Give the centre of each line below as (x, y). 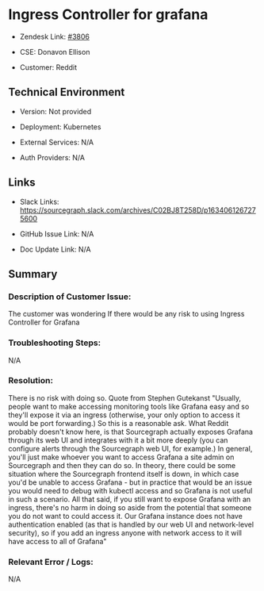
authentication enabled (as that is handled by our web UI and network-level (131, 524)
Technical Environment (67, 92)
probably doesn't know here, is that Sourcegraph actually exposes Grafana (131, 432)
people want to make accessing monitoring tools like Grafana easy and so (129, 406)
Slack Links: (39, 201)
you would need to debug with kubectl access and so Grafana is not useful (130, 490)
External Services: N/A (57, 142)
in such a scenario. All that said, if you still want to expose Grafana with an (130, 499)
